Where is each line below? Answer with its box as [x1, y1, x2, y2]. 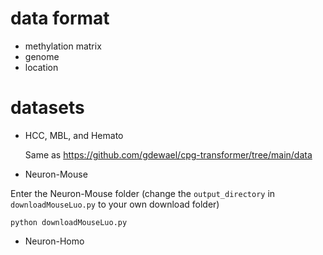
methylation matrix [24, 40, 102, 52]
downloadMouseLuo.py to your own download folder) [10, 198, 220, 210]
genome [24, 50, 60, 62]
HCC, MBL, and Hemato [24, 129, 124, 141]
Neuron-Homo [24, 235, 85, 247]
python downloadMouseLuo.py [10, 217, 128, 227]
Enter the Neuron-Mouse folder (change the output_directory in [10, 187, 276, 199]
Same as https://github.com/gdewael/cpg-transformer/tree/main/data [24, 148, 313, 161]
